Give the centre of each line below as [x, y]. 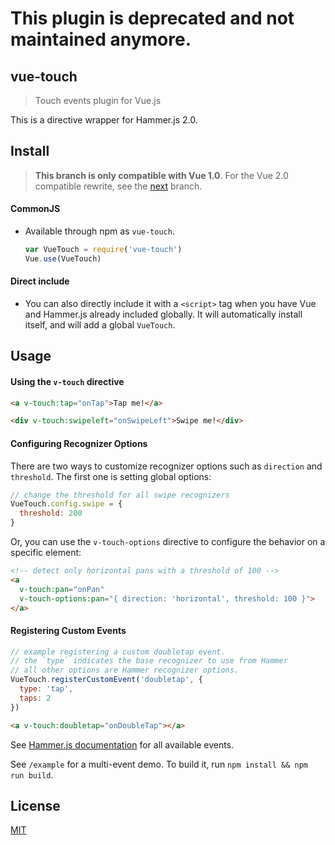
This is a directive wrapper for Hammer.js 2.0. [104, 120]
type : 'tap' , [46, 689]
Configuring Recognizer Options [79, 443]
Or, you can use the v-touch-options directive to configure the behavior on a [168, 542]
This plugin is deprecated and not [152, 18]
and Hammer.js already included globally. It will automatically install [163, 314]
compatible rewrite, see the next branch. [118, 186]
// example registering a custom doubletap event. [118, 652]
